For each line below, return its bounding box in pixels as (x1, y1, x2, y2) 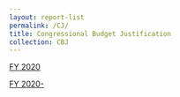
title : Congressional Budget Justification (9, 29, 172, 38)
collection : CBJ (9, 37, 69, 47)
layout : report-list (9, 12, 86, 22)
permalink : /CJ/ (9, 21, 69, 30)
